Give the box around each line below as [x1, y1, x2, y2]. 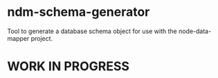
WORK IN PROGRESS [7, 59, 130, 75]
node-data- [179, 27, 212, 35]
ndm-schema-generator [7, 4, 150, 20]
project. [30, 34, 53, 42]
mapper [7, 34, 30, 42]
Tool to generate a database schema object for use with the [7, 27, 178, 35]
